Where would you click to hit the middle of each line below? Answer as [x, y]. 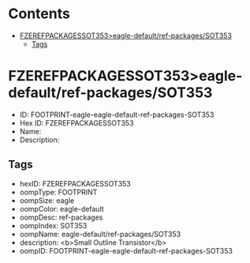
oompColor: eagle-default [62, 209]
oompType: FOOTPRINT [58, 192]
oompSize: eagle [47, 200]
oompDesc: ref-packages [61, 217]
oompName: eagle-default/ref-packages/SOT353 [100, 234]
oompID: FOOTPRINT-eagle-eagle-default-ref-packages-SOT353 [126, 250]
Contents [39, 14]
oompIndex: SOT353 [53, 225]
